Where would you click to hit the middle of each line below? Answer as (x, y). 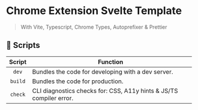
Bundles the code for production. (78, 81)
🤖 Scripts (23, 45)
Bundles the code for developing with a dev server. (103, 71)
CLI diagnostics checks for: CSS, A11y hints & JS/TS (105, 91)
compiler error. (53, 98)
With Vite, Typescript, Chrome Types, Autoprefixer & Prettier (94, 27)
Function (111, 61)
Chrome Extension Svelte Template (94, 11)
